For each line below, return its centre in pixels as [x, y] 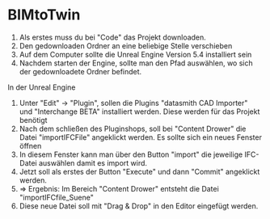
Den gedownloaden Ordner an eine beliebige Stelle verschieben [126, 45]
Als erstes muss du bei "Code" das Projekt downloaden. [113, 37]
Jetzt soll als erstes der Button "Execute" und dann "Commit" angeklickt [139, 171]
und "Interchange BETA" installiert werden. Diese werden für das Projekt [139, 112]
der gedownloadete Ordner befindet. [80, 71]
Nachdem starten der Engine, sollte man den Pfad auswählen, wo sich [136, 63]
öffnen [30, 145]
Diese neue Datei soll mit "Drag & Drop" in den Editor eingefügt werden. [139, 206]
